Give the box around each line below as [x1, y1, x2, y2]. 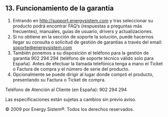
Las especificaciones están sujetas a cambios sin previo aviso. [5, 96, 137, 102]
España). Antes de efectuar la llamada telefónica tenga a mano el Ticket [12, 60, 163, 66]
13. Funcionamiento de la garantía [5, 4, 114, 13]
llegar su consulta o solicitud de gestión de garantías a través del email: [12, 39, 162, 45]
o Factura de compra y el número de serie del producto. [12, 66, 130, 72]
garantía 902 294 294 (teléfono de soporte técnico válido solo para [12, 55, 154, 61]
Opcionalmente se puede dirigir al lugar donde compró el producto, [12, 71, 154, 77]
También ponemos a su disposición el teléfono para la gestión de [12, 50, 149, 56]
